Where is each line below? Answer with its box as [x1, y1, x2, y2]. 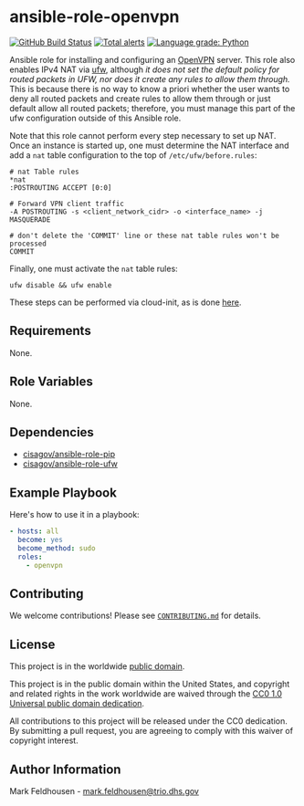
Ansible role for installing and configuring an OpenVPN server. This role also [9, 54, 296, 65]
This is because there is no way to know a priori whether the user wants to [9, 83, 290, 94]
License [9, 636, 56, 652]
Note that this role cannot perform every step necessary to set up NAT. [9, 130, 277, 141]
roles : [17, 552, 43, 561]
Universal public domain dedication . [9, 698, 144, 709]
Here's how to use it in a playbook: [9, 509, 140, 520]
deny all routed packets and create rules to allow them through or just [9, 93, 271, 104]
